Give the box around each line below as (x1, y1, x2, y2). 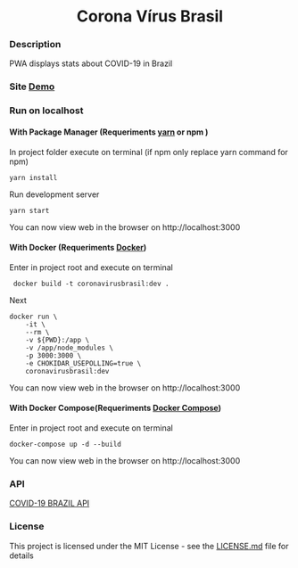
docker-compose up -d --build (9, 440, 122, 449)
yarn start (9, 206, 50, 215)
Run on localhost (9, 104, 84, 117)
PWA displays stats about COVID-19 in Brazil (9, 58, 173, 69)
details (9, 550, 34, 561)
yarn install (9, 173, 58, 182)
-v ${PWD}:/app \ (25, 335, 90, 344)
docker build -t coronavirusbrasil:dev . (12, 279, 170, 288)
